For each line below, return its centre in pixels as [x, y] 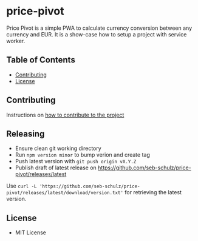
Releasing [26, 134]
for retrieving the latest [153, 192]
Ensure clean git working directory [58, 148]
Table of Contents [41, 60]
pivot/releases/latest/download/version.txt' [65, 193]
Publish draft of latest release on [56, 168]
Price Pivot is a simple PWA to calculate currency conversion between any [99, 28]
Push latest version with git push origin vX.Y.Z [76, 161]
